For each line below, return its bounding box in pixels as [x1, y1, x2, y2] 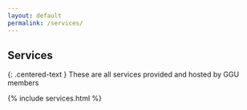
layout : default [7, 11, 62, 20]
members [7, 78, 39, 88]
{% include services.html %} [7, 93, 102, 104]
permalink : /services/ [7, 19, 83, 27]
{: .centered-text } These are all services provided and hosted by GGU [7, 69, 240, 80]
